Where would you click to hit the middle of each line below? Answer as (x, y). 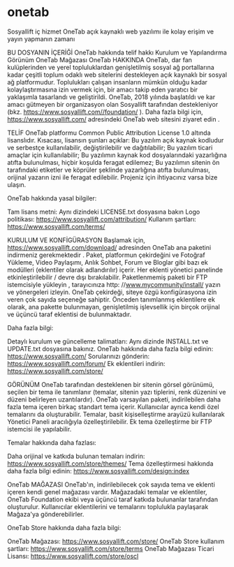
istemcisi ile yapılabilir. (39, 429)
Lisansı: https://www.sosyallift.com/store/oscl (73, 556)
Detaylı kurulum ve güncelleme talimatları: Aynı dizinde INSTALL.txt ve (108, 341)
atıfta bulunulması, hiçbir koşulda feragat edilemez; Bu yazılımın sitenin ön (114, 162)
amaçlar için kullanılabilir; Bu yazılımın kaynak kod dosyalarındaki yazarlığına (117, 155)
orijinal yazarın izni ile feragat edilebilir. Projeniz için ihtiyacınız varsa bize (112, 177)
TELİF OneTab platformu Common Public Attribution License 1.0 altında (109, 133)
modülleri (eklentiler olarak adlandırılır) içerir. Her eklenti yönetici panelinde (115, 270)
